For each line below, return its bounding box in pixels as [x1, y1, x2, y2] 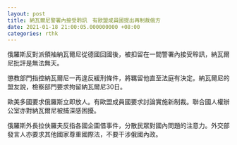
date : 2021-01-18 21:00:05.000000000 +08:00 [7, 23, 140, 30]
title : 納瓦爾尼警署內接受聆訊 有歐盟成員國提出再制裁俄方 [7, 17, 161, 24]
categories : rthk [7, 30, 59, 37]
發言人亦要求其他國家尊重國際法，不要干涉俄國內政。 [7, 130, 162, 139]
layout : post [7, 10, 46, 18]
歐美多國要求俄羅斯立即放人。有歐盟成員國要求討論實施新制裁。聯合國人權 [7, 98, 224, 106]
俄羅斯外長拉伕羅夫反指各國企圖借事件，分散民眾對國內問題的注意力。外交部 [7, 121, 230, 130]
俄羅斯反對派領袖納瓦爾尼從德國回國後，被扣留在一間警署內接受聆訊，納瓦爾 [7, 50, 230, 58]
